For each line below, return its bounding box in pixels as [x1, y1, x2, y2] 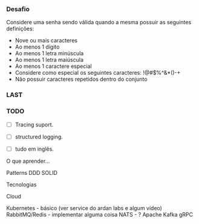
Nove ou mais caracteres [15, 37, 77, 44]
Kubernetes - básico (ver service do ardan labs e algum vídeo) [6, 204, 162, 211]
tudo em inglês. [15, 145, 54, 152]
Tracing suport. [15, 121, 54, 128]
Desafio [6, 5, 30, 13]
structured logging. [15, 133, 64, 140]
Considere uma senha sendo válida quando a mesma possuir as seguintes [6, 19, 192, 26]
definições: [6, 25, 34, 32]
